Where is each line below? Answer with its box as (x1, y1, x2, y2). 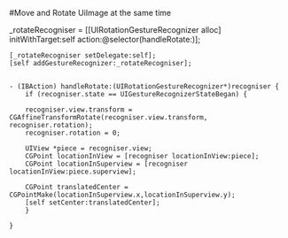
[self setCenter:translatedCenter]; (25, 198, 161, 207)
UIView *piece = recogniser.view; (25, 144, 152, 153)
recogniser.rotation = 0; (25, 128, 121, 137)
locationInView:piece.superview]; (9, 167, 137, 176)
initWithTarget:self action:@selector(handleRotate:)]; (9, 35, 201, 44)
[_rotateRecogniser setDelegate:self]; (9, 51, 157, 60)
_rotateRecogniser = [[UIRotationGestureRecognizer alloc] (9, 25, 222, 35)
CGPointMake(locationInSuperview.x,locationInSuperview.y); (9, 190, 237, 199)
